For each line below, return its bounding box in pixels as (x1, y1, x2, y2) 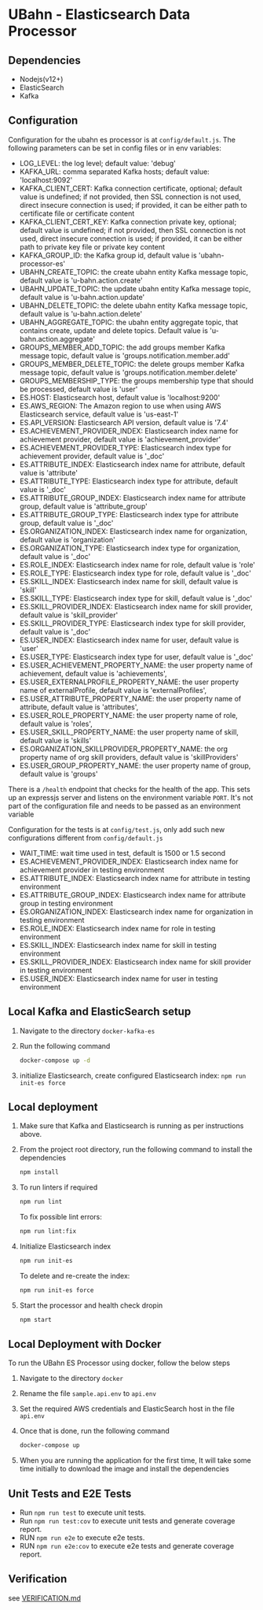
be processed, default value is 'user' (19, 384, 138, 394)
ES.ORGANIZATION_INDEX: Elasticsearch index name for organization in (19, 907, 254, 916)
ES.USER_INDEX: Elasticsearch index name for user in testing (19, 974, 218, 983)
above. (19, 1130, 42, 1139)
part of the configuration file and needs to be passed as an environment (8, 801, 241, 810)
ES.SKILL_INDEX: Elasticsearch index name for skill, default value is (19, 576, 239, 586)
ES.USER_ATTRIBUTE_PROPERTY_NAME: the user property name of (19, 694, 242, 703)
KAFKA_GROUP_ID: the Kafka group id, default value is (19, 250, 198, 260)
